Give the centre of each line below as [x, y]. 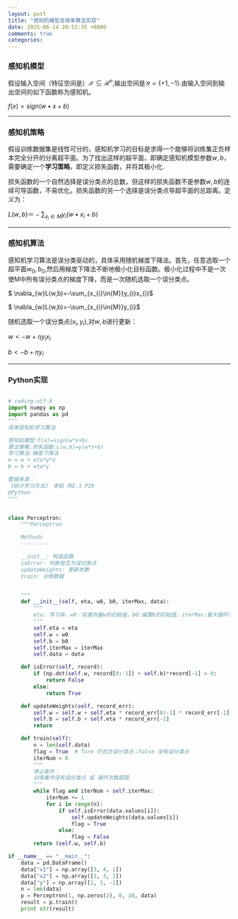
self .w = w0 [51, 634]
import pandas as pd [38, 415]
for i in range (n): [74, 804]
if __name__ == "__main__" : [49, 856]
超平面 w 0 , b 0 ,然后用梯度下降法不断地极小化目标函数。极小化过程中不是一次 [117, 269]
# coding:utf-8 [30, 401]
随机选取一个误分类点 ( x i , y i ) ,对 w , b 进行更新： [73, 322]
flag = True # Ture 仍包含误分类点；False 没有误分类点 [111, 752]
